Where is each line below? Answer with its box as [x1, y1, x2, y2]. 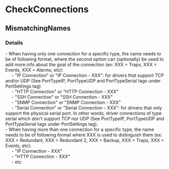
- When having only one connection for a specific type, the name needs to [5, 50, 161, 57]
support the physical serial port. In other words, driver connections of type [5, 110, 162, 116]
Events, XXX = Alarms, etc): [5, 67, 64, 73]
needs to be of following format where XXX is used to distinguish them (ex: [5, 131, 163, 138]
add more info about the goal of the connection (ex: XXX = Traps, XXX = [5, 61, 157, 67]
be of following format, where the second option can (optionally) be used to [5, 56, 164, 62]
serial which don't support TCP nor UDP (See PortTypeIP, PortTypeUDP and [5, 116, 164, 122]
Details [5, 39, 23, 46]
